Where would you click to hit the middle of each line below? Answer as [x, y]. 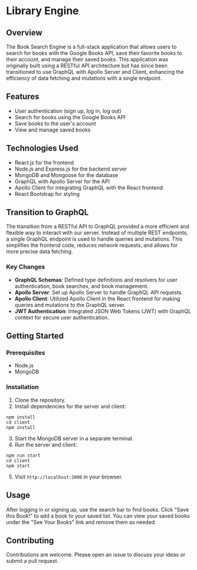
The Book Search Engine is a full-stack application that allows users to [91, 47]
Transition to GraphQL [48, 213]
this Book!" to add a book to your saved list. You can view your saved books [98, 516]
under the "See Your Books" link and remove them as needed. [81, 522]
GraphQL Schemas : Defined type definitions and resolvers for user [96, 280]
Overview [24, 33]
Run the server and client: [46, 444]
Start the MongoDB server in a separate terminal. [74, 438]
